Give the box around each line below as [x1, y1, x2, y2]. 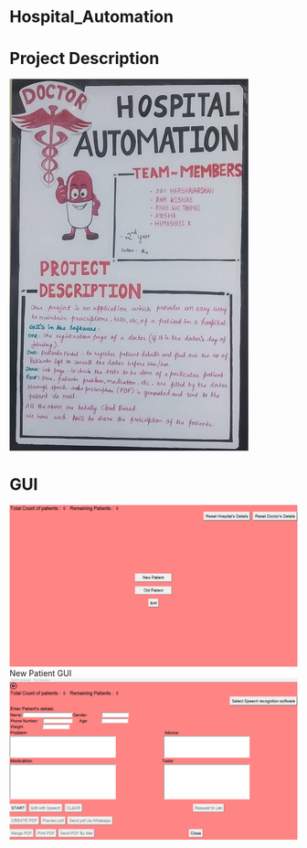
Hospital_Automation [9, 6, 174, 27]
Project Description [9, 48, 160, 69]
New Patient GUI [9, 668, 72, 679]
